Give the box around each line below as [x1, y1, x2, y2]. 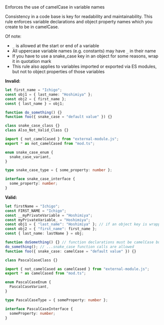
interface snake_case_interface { [5, 176, 76, 182]
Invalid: [5, 78, 20, 84]
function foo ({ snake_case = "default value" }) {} [5, 115, 112, 119]
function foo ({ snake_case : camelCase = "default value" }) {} [5, 249, 137, 254]
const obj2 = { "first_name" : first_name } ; [5, 227, 97, 231]
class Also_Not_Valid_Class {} [5, 128, 69, 133]
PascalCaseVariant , [9, 285, 49, 289]
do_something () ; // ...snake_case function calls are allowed [5, 244, 134, 249]
